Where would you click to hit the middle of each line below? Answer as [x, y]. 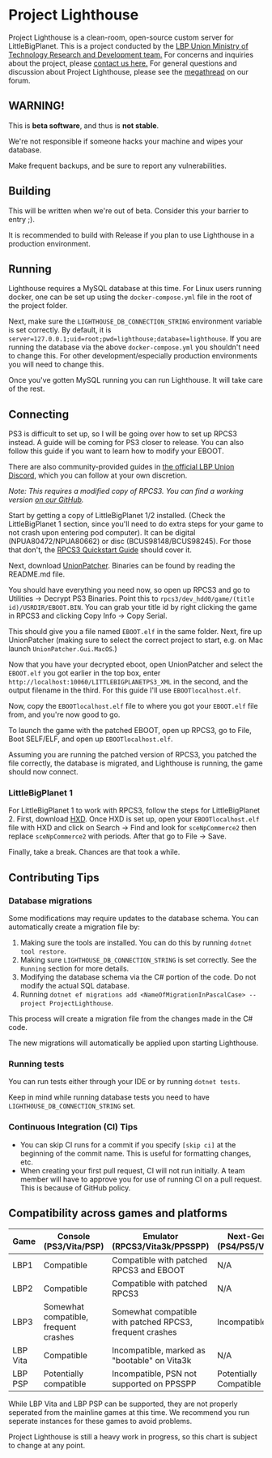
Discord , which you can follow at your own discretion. [98, 475]
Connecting [39, 414]
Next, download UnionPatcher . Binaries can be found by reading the [122, 566]
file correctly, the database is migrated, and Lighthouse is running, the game [136, 763]
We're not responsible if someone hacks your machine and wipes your [126, 141]
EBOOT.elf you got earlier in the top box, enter [85, 673]
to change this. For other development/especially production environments [133, 356]
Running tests [36, 1064]
